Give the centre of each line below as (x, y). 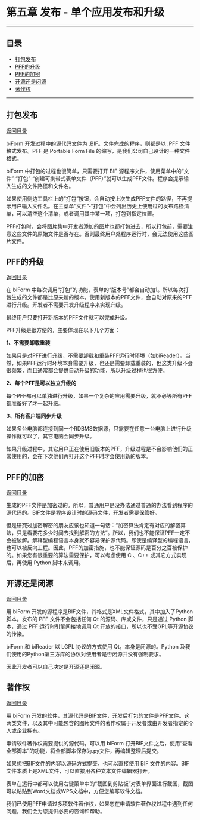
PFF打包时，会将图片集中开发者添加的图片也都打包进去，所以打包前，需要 (97, 226)
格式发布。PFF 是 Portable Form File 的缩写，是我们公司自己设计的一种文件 (98, 151)
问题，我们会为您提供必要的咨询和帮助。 (56, 811)
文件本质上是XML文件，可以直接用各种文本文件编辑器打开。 (80, 770)
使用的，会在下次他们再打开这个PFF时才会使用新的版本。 (81, 456)
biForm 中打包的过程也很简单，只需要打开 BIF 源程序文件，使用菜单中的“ (95, 171)
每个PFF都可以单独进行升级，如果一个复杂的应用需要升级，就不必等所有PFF (99, 396)
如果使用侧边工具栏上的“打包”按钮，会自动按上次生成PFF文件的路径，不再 (97, 198)
